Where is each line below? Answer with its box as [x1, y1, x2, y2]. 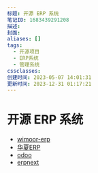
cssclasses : [7, 67, 41, 74]
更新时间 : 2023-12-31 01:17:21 [7, 80, 92, 87]
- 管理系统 [13, 61, 40, 68]
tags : [7, 42, 22, 49]
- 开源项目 [13, 49, 40, 56]
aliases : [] [7, 36, 41, 43]
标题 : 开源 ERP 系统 [7, 10, 59, 17]
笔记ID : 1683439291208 [7, 16, 69, 23]
